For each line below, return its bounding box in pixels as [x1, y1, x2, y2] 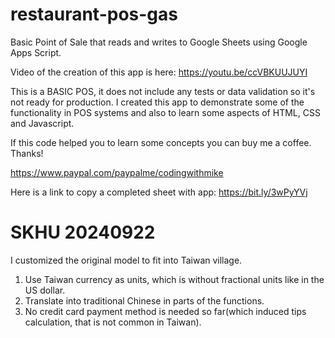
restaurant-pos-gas [10, 3, 178, 26]
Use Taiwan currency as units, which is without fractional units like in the [24, 273, 325, 285]
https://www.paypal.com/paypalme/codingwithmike [10, 166, 224, 178]
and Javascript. [10, 117, 75, 129]
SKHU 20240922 [10, 221, 156, 244]
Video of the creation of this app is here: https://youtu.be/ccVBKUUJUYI [10, 66, 308, 78]
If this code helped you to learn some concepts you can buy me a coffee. [10, 136, 312, 148]
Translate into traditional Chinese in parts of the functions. [24, 294, 265, 307]
